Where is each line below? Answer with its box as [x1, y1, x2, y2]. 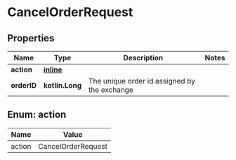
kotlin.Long [43, 81, 82, 90]
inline [43, 65, 63, 74]
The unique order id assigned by [88, 76, 195, 86]
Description [123, 53, 164, 62]
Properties [7, 32, 55, 44]
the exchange [88, 85, 133, 95]
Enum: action [7, 109, 67, 121]
